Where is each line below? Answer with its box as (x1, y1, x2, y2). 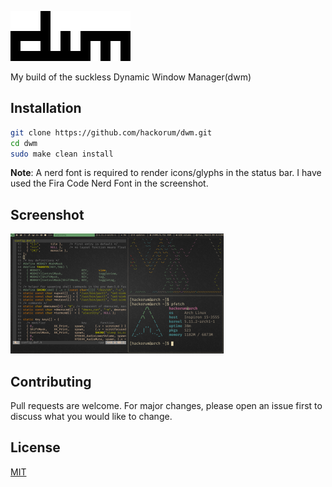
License (10, 439, 61, 456)
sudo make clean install (10, 149, 114, 159)
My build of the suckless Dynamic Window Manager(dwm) (10, 71, 252, 83)
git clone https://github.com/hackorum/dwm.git (10, 127, 213, 138)
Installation (10, 100, 82, 117)
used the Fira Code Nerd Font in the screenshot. (10, 177, 209, 190)
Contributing (10, 373, 92, 390)
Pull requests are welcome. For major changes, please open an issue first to (10, 400, 323, 412)
